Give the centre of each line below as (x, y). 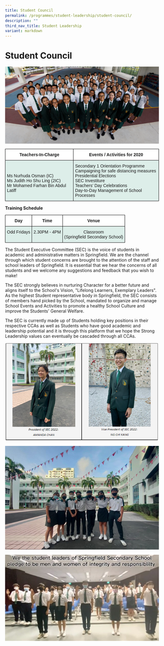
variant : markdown (24, 31)
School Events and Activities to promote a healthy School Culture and (75, 306)
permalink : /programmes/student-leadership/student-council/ (69, 15)
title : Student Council (29, 10)
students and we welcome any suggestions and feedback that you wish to (80, 270)
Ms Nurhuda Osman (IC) (30, 176)
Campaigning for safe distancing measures (115, 171)
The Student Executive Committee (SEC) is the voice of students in (72, 250)
